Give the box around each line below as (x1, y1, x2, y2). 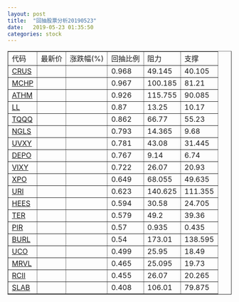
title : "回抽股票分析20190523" (7, 17, 97, 24)
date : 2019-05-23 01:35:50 (7, 24, 94, 31)
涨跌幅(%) (70, 54, 105, 64)
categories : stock (7, 30, 62, 38)
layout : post (7, 10, 46, 18)
